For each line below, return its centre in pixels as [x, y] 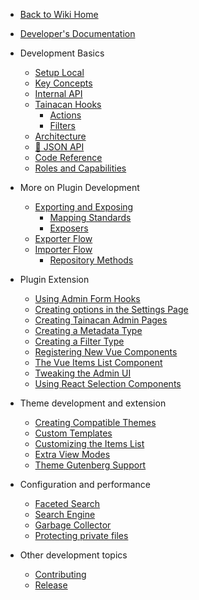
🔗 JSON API [59, 147]
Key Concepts [63, 83]
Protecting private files [81, 535]
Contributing [60, 574]
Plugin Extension [54, 279]
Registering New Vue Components [106, 352]
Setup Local [59, 72]
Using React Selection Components [108, 383]
